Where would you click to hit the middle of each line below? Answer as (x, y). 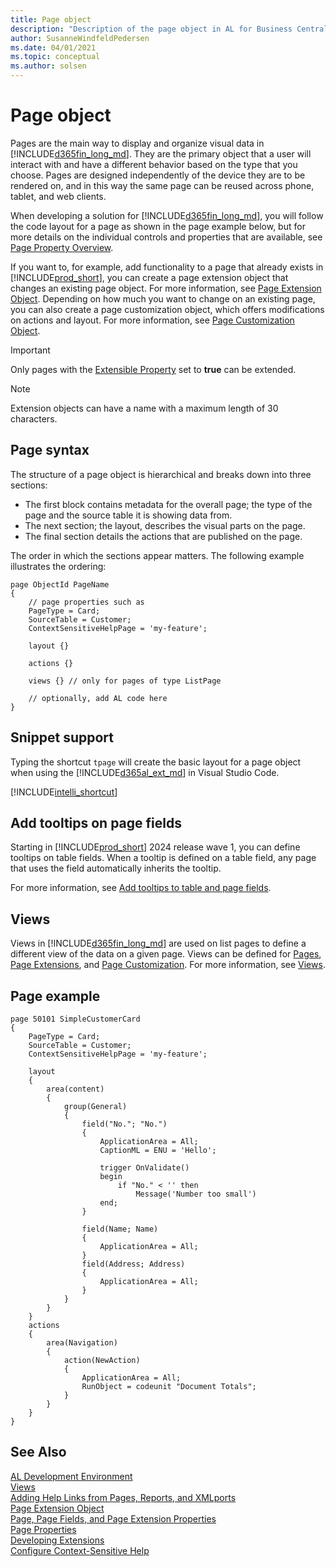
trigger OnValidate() (144, 1168)
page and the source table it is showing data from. (128, 515)
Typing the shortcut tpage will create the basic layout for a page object (156, 762)
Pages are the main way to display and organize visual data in (137, 143)
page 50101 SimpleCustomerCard (75, 1019)
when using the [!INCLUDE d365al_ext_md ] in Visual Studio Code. (145, 772)
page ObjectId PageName (60, 584)
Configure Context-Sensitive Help (80, 1550)
